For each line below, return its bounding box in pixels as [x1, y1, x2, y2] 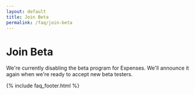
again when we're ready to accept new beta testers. [6, 71, 133, 78]
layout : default [6, 8, 46, 15]
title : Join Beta [6, 14, 49, 20]
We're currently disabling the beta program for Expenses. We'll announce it [6, 64, 189, 71]
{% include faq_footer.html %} [6, 82, 80, 89]
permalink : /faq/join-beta [6, 19, 73, 25]
